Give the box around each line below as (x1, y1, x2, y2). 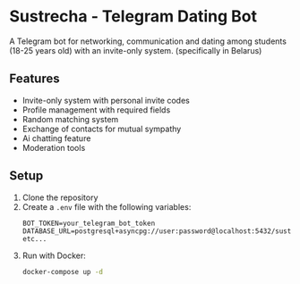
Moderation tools (21, 142, 86, 153)
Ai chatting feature (21, 132, 91, 144)
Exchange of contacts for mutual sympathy (21, 123, 182, 134)
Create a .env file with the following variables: (21, 201, 192, 212)
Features (9, 71, 60, 87)
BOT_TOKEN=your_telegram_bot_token (21, 219, 156, 228)
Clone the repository (21, 192, 99, 203)
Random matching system (21, 113, 119, 124)
